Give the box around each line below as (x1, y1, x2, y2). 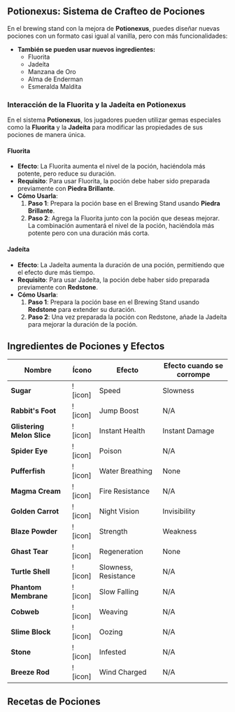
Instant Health (99, 426, 145, 436)
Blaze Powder (10, 527, 58, 536)
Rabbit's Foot (10, 406, 57, 415)
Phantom (10, 583, 42, 592)
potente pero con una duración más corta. (27, 229, 150, 237)
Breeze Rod (10, 667, 50, 677)
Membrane (10, 591, 48, 601)
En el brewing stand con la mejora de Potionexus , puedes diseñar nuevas (7, 24, 220, 32)
